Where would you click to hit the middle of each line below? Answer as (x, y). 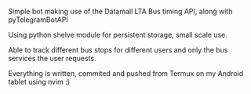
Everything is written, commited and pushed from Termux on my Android (126, 73)
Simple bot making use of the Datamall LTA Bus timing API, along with (120, 11)
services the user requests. (52, 58)
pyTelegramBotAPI (38, 20)
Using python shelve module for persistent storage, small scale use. (118, 35)
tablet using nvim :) (39, 82)
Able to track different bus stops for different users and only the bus (118, 50)
